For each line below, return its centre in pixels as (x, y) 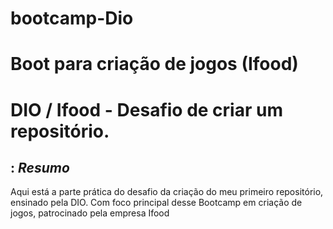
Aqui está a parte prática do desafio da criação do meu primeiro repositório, (167, 192)
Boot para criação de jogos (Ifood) (154, 64)
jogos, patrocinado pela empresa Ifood (90, 213)
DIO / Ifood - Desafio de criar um (146, 109)
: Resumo (40, 167)
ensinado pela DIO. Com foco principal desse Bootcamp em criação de (156, 203)
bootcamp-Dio (72, 18)
